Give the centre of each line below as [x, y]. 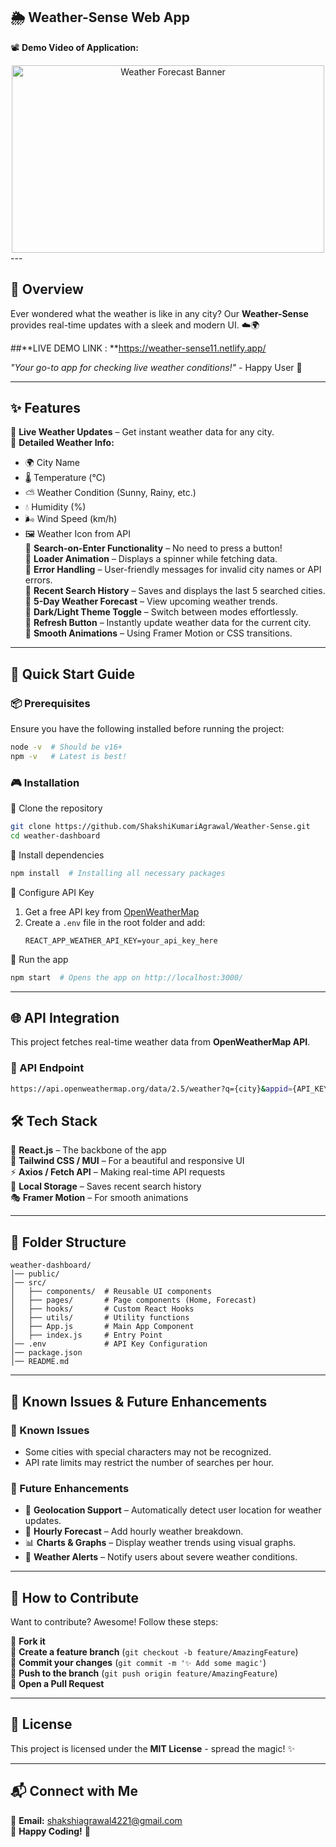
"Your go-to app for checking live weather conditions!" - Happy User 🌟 [156, 367]
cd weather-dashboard [55, 836]
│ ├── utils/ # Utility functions [100, 1318]
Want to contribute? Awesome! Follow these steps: [114, 1622]
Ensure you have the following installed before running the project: [147, 729]
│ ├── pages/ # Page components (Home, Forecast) [133, 1300]
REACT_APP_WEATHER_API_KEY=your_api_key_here [121, 940]
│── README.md [40, 1362]
